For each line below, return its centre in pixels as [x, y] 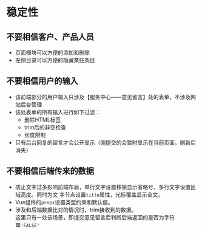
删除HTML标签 [42, 120]
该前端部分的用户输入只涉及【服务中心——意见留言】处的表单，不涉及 [103, 97]
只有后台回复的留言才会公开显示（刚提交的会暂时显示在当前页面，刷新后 [105, 142]
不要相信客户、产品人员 [50, 37]
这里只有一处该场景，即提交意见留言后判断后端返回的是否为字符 [95, 217]
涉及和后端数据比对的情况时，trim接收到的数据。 [76, 210]
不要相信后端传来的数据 [50, 171]
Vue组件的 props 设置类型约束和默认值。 [64, 202]
